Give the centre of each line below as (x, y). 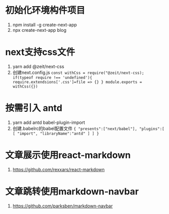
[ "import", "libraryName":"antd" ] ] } (56, 134)
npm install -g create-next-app (45, 25)
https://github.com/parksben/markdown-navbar (62, 206)
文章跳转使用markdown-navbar (72, 191)
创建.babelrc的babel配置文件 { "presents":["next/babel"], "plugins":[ (88, 128)
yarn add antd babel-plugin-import (49, 122)
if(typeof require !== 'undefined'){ (52, 77)
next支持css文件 (40, 52)
